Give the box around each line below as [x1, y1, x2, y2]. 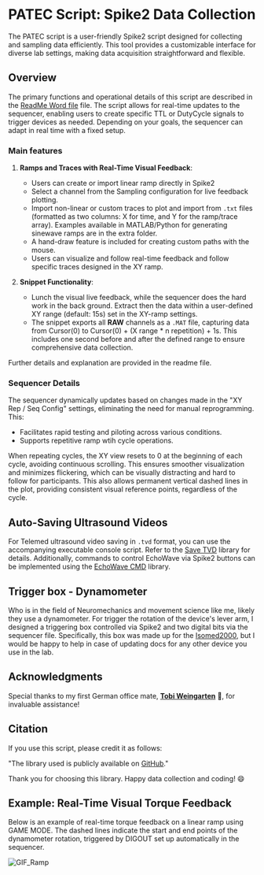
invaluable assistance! [8, 699, 80, 709]
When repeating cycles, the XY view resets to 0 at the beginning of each [8, 451, 243, 461]
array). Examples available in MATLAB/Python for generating [31, 221, 228, 230]
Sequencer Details [8, 377, 80, 388]
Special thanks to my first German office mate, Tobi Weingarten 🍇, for [8, 691, 236, 700]
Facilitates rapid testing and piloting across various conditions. [19, 428, 222, 437]
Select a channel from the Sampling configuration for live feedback [31, 187, 249, 196]
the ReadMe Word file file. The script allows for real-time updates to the [8, 100, 240, 109]
